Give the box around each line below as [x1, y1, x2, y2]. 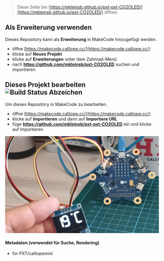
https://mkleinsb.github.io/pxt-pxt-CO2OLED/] [50, 4, 143, 10]
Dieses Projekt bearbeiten [5, 80, 86, 89]
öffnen [104, 9, 118, 15]
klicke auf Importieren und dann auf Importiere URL [12, 116, 118, 121]
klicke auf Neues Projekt [12, 51, 62, 57]
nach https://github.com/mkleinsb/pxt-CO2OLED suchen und [12, 61, 140, 67]
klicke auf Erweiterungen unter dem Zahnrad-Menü [12, 56, 117, 62]
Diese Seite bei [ [17, 4, 50, 10]
